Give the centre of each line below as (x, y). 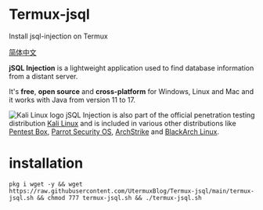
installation (46, 163)
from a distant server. (43, 76)
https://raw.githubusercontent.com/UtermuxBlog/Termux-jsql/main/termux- (132, 191)
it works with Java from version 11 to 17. (72, 100)
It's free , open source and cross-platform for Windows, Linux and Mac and (131, 91)
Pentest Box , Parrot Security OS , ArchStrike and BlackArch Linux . (114, 132)
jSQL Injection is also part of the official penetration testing (160, 114)
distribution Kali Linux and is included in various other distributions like (123, 123)
